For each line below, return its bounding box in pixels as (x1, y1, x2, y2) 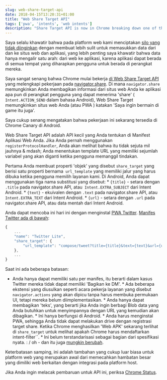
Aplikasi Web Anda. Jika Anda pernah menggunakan (5, 138, 113, 144)
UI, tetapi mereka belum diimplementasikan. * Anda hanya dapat (12, 297, 144, 303)
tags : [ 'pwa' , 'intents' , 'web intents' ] (5, 21, 92, 26)
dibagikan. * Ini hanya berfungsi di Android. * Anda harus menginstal (12, 313, 153, 319)
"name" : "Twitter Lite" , (14, 234, 66, 239)
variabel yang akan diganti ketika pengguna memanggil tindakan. (5, 153, 138, 160)
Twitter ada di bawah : (5, 215, 50, 221)
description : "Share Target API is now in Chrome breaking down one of (5, 26, 157, 31)
